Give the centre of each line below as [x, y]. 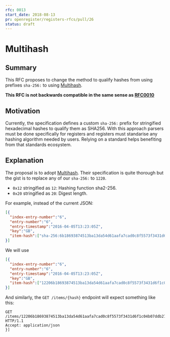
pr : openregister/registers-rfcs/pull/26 [50, 19]
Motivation [23, 111]
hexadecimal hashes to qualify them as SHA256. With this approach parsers [84, 129]
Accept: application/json [32, 325]
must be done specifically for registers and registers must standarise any [81, 134]
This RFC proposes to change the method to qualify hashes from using [79, 80]
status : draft [20, 24]
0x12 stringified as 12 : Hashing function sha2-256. [65, 188]
